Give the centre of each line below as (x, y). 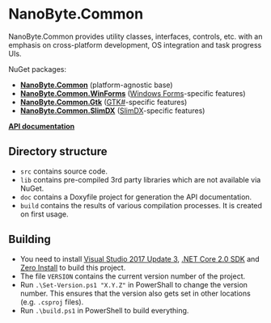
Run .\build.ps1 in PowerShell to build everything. (104, 310)
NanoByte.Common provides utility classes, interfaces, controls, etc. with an (135, 36)
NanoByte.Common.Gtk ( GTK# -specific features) (104, 102)
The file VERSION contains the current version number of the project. (133, 276)
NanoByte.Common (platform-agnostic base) (96, 85)
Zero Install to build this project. (73, 267)
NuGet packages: (38, 69)
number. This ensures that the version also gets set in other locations (135, 293)
